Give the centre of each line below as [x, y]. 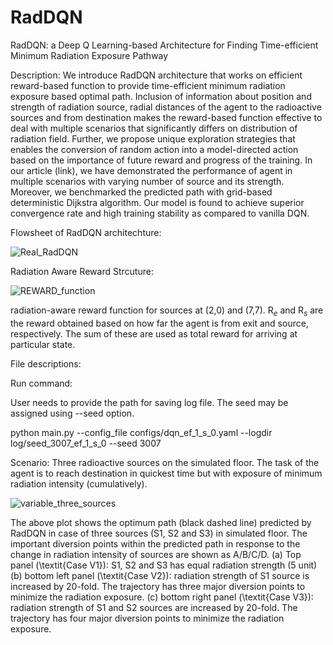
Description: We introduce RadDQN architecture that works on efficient [156, 75]
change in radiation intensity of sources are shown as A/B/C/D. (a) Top [156, 554]
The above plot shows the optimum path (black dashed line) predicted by [161, 522]
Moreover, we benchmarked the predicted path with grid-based [141, 192]
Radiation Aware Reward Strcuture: [82, 271]
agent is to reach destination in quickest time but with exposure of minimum [166, 473]
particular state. [43, 344]
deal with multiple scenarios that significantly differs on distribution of [154, 128]
